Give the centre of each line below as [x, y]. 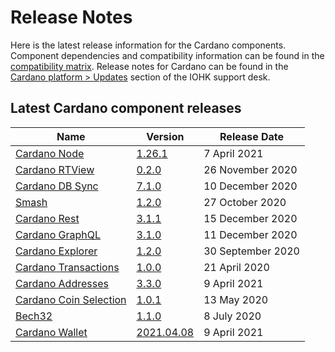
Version [165, 136]
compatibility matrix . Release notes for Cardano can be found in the [149, 66]
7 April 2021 [233, 153]
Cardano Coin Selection [71, 299]
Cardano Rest [47, 218]
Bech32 [34, 316]
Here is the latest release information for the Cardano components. [148, 45]
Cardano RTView [55, 169]
